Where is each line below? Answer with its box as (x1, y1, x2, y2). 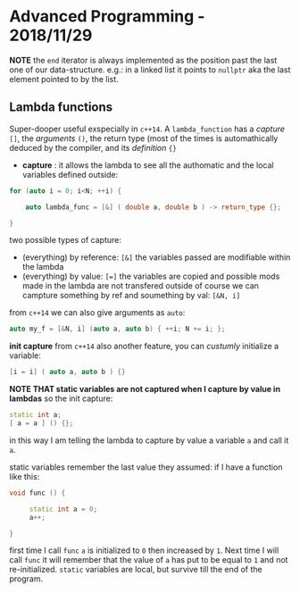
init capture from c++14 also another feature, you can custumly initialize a (9, 341, 279, 352)
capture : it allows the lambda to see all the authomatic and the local (21, 159, 274, 171)
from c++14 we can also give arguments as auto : (9, 307, 186, 318)
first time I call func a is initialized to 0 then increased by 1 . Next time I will (9, 545, 279, 555)
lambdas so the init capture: (9, 393, 113, 404)
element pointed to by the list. (9, 73, 119, 84)
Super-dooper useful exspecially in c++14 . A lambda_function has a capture (9, 123, 286, 134)
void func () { (9, 489, 66, 497)
